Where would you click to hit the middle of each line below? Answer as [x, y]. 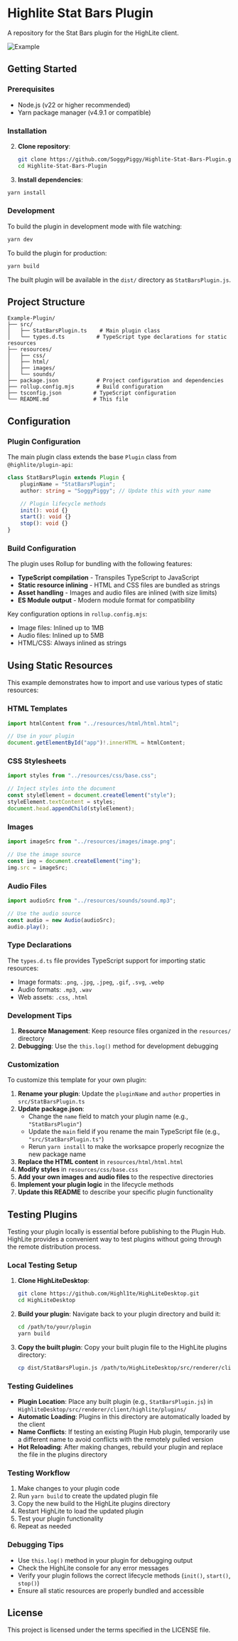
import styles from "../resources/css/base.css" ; [82, 776]
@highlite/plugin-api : [40, 465]
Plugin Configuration [44, 441]
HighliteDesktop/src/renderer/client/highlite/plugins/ [102, 1410]
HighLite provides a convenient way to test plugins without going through [114, 1239]
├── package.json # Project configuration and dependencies [115, 381]
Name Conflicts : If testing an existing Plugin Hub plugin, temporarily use [124, 1432]
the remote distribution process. [54, 1247]
